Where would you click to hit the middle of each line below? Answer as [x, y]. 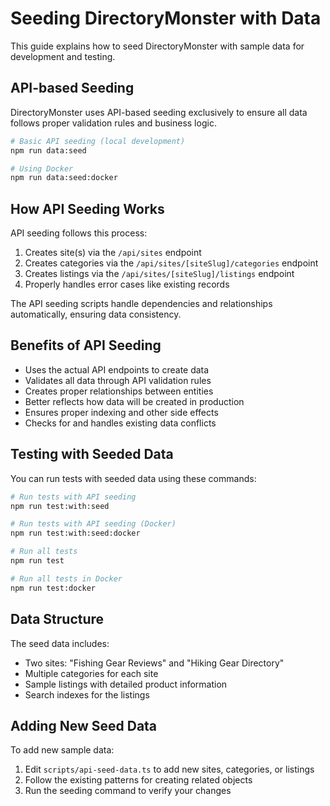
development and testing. [63, 56]
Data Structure [57, 619]
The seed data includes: [60, 643]
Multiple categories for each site [91, 673]
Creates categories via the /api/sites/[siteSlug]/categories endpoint [171, 263]
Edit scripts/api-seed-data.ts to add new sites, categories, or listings [169, 769]
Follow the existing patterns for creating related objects [138, 780]
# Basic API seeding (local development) [98, 141]
